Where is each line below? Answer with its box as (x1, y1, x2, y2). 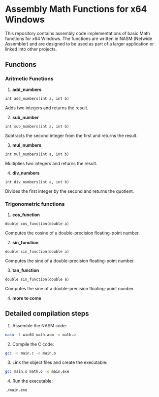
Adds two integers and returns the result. (5, 105, 89, 111)
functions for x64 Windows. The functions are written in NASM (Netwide (5, 36, 153, 42)
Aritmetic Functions (5, 75, 54, 82)
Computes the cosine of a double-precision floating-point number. (5, 230, 140, 236)
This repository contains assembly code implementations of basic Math (5, 30, 150, 36)
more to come (12, 295, 42, 301)
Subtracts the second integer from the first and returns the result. (5, 132, 138, 138)
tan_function (12, 267, 39, 273)
